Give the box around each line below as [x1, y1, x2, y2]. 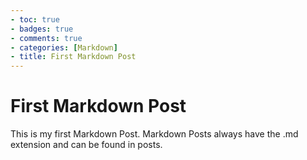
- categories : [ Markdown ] [10, 42, 118, 53]
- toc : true [10, 14, 60, 25]
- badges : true [10, 24, 74, 34]
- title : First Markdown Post [10, 52, 137, 62]
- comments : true [10, 33, 83, 43]
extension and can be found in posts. [10, 139, 163, 151]
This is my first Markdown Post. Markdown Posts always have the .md [10, 128, 299, 140]
